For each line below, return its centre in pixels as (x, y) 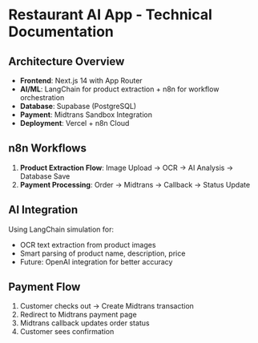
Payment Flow (44, 287)
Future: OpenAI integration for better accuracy (96, 261)
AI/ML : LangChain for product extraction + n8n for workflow (119, 89)
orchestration (42, 97)
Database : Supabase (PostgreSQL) (78, 106)
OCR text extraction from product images (88, 244)
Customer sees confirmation (67, 332)
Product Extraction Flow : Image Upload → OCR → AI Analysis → (127, 167)
